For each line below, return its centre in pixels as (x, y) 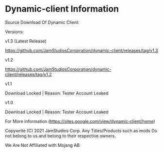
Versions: (15, 31)
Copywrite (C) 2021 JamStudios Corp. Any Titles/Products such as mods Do (81, 130)
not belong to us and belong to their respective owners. (60, 136)
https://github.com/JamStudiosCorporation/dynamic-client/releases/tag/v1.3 (81, 50)
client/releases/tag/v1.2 (28, 74)
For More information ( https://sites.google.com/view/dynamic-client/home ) (80, 121)
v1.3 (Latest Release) (26, 41)
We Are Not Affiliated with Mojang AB (42, 145)
